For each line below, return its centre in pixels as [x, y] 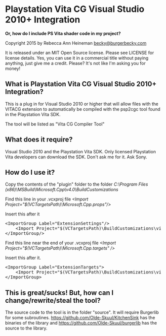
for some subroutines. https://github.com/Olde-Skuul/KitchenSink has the [80, 318]
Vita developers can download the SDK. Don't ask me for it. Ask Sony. [76, 157]
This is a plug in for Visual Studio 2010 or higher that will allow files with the [82, 104]
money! [13, 68]
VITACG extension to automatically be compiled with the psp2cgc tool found [83, 109]
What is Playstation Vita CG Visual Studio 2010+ [81, 84]
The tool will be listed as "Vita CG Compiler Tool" [55, 124]
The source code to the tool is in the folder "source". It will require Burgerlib [82, 312]
